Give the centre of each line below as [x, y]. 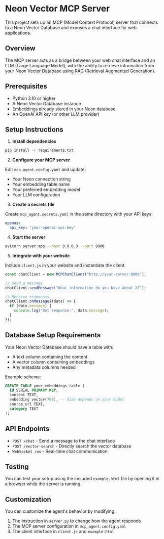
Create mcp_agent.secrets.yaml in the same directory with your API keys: [79, 214]
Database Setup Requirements [53, 335]
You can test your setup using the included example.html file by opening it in [82, 479]
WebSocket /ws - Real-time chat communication [60, 451]
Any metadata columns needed [44, 367]
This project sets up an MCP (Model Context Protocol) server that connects [82, 22]
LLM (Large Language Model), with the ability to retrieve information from [80, 65]
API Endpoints [27, 429]
